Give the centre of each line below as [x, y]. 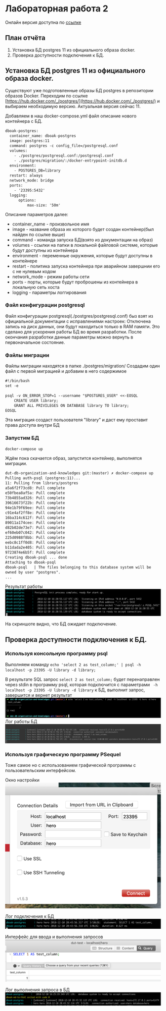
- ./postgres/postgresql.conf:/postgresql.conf [64, 156]
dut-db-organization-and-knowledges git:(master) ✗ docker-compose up [79, 473]
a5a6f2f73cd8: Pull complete [35, 488]
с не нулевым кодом [34, 271]
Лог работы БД [21, 722]
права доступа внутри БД [32, 425]
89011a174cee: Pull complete [35, 523]
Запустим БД [22, 438]
